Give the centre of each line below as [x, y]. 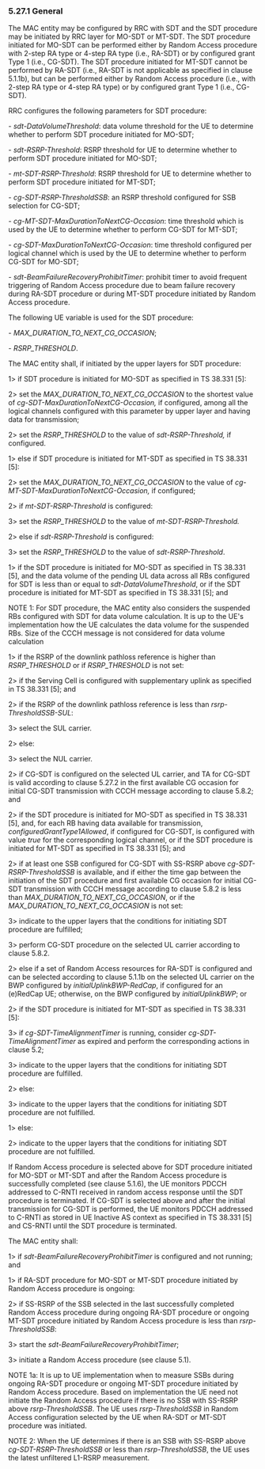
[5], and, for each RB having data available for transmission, [106, 823]
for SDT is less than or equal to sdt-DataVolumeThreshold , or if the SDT [125, 584]
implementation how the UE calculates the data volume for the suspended [129, 625]
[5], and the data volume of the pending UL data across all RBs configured [129, 576]
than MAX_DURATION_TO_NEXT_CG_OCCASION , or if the [102, 898]
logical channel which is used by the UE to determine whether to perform [127, 253]
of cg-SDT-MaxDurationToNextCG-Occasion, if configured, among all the [128, 403]
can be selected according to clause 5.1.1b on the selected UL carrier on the [131, 977]
